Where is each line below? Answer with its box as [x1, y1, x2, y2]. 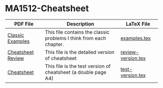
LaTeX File [126, 20, 150, 27]
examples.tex [120, 35, 151, 41]
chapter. [45, 41, 64, 48]
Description [66, 20, 95, 27]
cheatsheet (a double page [45, 69, 107, 75]
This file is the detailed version [45, 49, 115, 55]
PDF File [14, 20, 34, 27]
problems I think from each [45, 35, 106, 41]
